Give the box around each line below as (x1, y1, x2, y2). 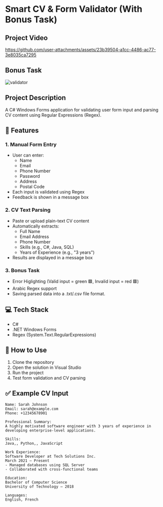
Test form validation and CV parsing (12, 375, 86, 381)
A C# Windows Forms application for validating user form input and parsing (5, 107, 159, 113)
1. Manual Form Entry (5, 141, 57, 148)
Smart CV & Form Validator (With (5, 3, 142, 15)
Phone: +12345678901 (5, 411, 48, 416)
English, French (5, 497, 39, 502)
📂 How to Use (5, 346, 47, 354)
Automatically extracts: (12, 223, 59, 229)
